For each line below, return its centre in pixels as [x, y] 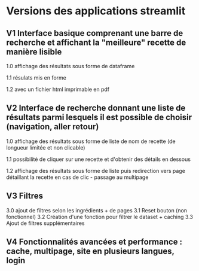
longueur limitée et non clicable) [46, 147]
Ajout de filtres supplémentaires [45, 223]
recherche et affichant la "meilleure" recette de [96, 42]
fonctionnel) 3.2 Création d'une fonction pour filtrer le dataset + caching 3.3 [99, 217]
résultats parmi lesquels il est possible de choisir [99, 118]
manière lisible [34, 52]
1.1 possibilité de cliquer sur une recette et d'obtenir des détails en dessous [99, 159]
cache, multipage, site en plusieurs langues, [90, 252]
